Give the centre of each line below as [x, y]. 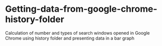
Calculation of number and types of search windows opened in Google [78, 33]
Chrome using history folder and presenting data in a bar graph [70, 38]
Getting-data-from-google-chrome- [81, 9]
